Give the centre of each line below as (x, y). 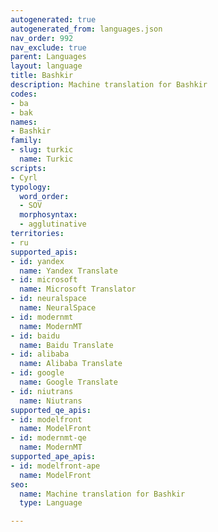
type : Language (51, 503)
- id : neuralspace (48, 299)
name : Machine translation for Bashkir (102, 494)
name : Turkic (46, 159)
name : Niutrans (51, 401)
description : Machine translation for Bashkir (109, 85)
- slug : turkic (42, 150)
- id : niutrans (42, 391)
